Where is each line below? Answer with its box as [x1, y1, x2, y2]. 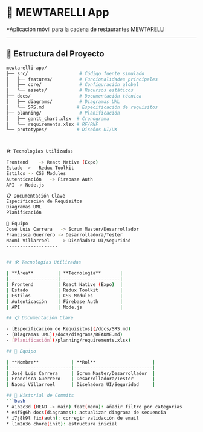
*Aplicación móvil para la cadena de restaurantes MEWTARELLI [6, 25, 165, 33]
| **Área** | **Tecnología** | [6, 270, 123, 276]
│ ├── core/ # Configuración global [6, 82, 139, 88]
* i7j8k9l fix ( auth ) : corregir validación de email [6, 415, 139, 421]
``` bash [6, 398, 26, 404]
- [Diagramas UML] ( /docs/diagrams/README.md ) [6, 331, 123, 338]
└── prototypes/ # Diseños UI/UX [6, 127, 118, 133]
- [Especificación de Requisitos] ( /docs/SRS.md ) [6, 326, 131, 332]
